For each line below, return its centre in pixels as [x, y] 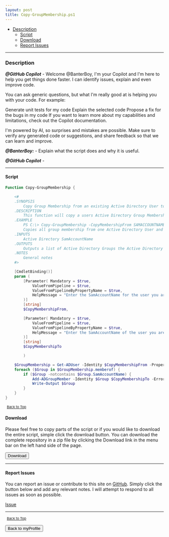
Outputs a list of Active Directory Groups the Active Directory [93, 248]
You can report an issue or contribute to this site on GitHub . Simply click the [84, 484]
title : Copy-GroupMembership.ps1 [40, 15]
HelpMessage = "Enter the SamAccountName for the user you [95, 295]
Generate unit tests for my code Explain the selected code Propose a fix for [83, 110]
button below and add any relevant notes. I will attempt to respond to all [79, 489]
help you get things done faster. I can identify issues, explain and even [78, 79]
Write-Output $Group [54, 384]
